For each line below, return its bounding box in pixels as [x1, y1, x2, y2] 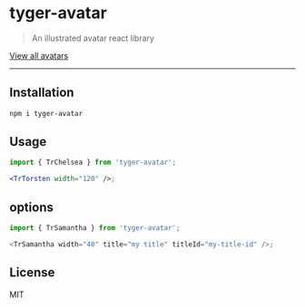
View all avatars [9, 50, 69, 61]
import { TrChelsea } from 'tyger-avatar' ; [9, 158, 177, 168]
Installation [9, 85, 74, 101]
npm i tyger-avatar [9, 109, 84, 118]
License [9, 265, 55, 281]
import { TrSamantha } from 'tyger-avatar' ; [9, 224, 181, 233]
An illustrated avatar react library [31, 33, 154, 43]
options [9, 199, 54, 215]
